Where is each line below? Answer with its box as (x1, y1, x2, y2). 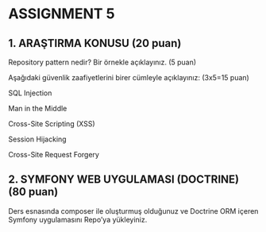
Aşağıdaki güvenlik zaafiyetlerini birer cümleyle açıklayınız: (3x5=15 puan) (8, 73, 250, 82)
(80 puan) (8, 185, 59, 199)
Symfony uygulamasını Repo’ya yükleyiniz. (8, 215, 148, 224)
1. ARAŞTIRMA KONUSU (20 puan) (8, 37, 182, 50)
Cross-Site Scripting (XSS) (8, 119, 95, 128)
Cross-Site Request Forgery (8, 150, 99, 159)
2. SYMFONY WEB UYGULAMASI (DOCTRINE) (8, 172, 240, 187)
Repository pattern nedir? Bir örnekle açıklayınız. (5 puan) (8, 57, 197, 67)
